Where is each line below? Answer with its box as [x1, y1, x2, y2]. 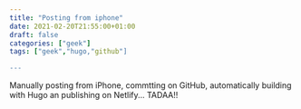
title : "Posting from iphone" [9, 13, 124, 23]
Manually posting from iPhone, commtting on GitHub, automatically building [9, 80, 292, 91]
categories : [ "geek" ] [9, 38, 92, 48]
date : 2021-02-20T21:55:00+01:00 [9, 22, 136, 31]
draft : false [9, 30, 59, 39]
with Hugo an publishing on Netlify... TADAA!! [9, 90, 179, 101]
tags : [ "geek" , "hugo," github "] [9, 47, 128, 56]
